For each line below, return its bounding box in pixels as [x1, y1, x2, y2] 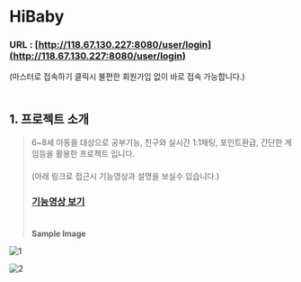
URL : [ [9, 39, 39, 51]
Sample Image [31, 228, 87, 239]
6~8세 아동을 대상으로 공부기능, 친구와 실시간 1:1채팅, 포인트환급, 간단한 [31, 137, 283, 148]
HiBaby [9, 6, 65, 27]
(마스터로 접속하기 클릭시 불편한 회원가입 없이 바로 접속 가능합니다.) [9, 71, 245, 82]
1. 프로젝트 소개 [9, 111, 90, 127]
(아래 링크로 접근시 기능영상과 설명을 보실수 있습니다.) [31, 171, 220, 182]
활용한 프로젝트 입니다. [55, 149, 136, 159]
